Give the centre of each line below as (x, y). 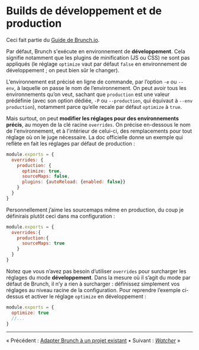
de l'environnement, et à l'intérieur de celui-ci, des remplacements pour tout (99, 131)
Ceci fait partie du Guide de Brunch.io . (53, 40)
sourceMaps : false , (46, 176)
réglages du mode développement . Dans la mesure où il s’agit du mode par (98, 277)
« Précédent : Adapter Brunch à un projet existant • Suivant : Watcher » (93, 341)
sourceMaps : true (43, 243)
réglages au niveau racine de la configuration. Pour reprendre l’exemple (94, 290)
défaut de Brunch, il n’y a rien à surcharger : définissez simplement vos (93, 284)
